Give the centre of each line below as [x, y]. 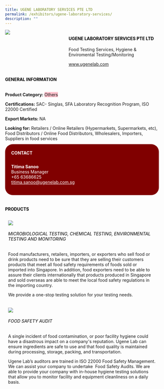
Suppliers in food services [31, 138]
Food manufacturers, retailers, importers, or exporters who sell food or [79, 254]
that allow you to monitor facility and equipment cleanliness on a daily [78, 377]
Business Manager [30, 172]
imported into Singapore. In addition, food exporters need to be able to [79, 269]
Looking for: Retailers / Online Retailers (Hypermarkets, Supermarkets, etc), [81, 128]
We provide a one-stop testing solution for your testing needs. [71, 295]
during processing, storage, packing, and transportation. [65, 352]
